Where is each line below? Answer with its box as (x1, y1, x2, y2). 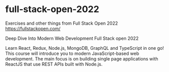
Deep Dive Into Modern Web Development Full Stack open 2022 (5, 35, 139, 41)
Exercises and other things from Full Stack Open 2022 (5, 20, 118, 26)
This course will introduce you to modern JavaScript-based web (5, 50, 139, 56)
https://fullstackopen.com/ (5, 25, 61, 31)
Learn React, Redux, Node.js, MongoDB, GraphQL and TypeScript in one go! (5, 45, 164, 51)
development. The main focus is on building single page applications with (5, 55, 158, 61)
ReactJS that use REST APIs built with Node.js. (5, 61, 103, 67)
